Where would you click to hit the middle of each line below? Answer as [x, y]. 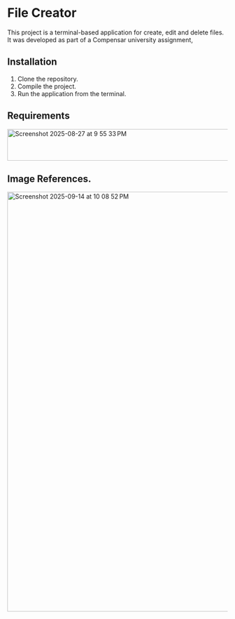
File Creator [42, 13]
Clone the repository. [48, 79]
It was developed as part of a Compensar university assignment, [100, 39]
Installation [32, 62]
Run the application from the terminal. [72, 93]
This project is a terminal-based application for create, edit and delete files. [116, 32]
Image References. [49, 179]
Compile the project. [47, 86]
